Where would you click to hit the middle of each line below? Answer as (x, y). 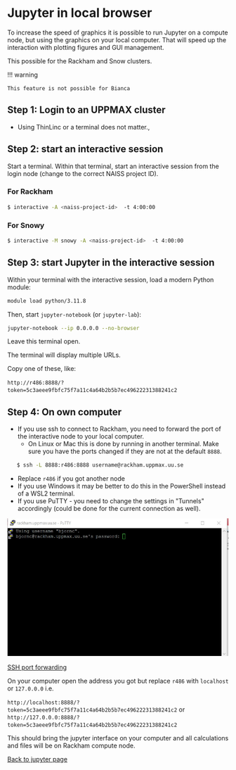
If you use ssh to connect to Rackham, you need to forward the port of (119, 429)
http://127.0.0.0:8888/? (44, 718)
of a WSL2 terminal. (46, 493)
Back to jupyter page (38, 759)
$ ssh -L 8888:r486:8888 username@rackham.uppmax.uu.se (100, 465)
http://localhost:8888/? (44, 703)
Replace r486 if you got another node (71, 479)
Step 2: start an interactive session (85, 149)
